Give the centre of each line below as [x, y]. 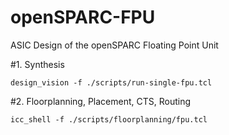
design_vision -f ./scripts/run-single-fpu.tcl [111, 82]
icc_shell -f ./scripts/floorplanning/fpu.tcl [109, 119]
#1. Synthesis [37, 64]
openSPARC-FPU [83, 17]
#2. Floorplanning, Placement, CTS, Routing [101, 101]
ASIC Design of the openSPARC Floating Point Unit [114, 45]
